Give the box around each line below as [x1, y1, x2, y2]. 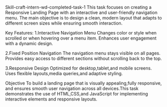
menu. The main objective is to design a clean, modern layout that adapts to [5, 15, 162, 20]
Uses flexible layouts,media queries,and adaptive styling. [5, 70, 123, 76]
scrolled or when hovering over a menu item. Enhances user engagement [5, 35, 157, 41]
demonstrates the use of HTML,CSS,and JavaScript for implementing [5, 91, 148, 96]
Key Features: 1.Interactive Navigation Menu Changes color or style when [5, 30, 157, 35]
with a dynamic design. [5, 40, 54, 46]
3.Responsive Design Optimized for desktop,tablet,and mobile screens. [5, 65, 152, 71]
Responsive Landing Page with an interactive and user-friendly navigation [5, 9, 158, 15]
